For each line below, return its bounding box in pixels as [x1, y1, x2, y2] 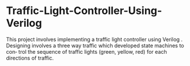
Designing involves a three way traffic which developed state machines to [6, 42, 185, 49]
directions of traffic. [6, 54, 54, 61]
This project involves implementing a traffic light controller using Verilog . [6, 36, 183, 43]
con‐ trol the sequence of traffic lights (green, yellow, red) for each [6, 48, 167, 55]
